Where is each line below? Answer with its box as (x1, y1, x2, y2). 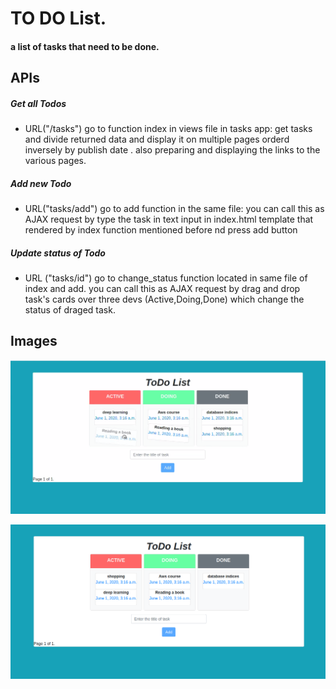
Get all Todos (10, 97, 67, 109)
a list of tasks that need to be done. (10, 40, 160, 52)
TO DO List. (10, 7, 107, 30)
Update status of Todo (10, 247, 106, 259)
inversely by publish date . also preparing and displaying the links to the (24, 144, 321, 156)
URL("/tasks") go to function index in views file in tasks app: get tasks (24, 123, 313, 135)
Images (10, 333, 58, 350)
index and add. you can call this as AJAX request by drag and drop (24, 283, 301, 295)
